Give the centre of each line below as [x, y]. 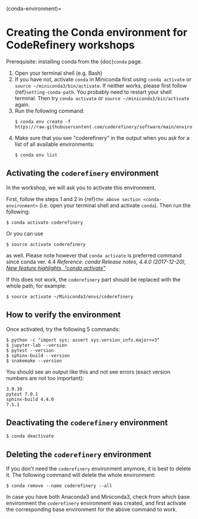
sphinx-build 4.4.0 [30, 399]
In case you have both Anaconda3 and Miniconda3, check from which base [98, 497]
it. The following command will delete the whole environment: [81, 475]
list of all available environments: [54, 144]
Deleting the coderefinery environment [79, 454]
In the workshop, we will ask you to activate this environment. [81, 187]
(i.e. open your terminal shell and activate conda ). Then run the [115, 205]
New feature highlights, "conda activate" [56, 268]
